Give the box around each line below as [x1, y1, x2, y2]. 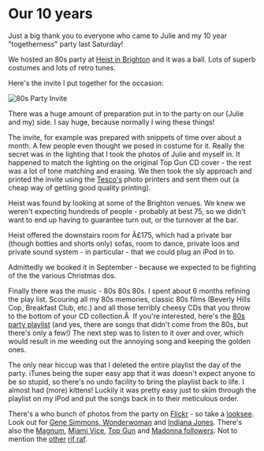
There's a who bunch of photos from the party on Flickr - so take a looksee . [8, 408, 255, 419]
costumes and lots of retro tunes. [8, 62, 116, 72]
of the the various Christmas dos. [8, 270, 117, 280]
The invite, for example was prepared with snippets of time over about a [8, 132, 242, 142]
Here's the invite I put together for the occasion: [8, 78, 164, 88]
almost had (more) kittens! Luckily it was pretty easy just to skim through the [8, 385, 257, 395]
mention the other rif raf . [8, 434, 88, 443]
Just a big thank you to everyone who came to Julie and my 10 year [8, 31, 227, 40]
